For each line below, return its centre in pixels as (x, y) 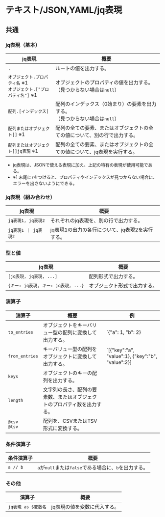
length (16, 400)
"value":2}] (119, 362)
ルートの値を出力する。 (82, 68)
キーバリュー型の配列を (70, 349)
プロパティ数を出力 (75, 404)
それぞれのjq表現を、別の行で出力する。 (97, 220)
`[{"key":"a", (121, 350)
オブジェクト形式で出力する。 (123, 286)
